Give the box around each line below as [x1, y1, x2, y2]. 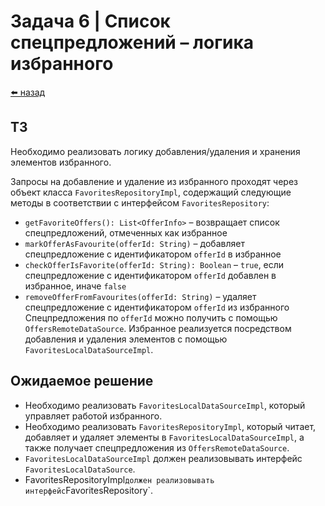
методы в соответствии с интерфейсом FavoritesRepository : [10, 196, 270, 209]
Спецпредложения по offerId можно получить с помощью [24, 311, 278, 324]
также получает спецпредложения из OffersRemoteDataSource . [24, 441, 290, 454]
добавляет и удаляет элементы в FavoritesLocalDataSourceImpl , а [24, 431, 305, 443]
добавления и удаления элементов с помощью [24, 333, 228, 345]
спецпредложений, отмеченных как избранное [24, 226, 228, 239]
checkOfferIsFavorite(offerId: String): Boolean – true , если [24, 258, 285, 270]
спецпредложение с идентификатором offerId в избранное [24, 248, 282, 260]
